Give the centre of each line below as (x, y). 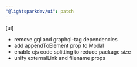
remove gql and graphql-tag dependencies (66, 39)
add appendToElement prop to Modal (59, 45)
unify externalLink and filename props (60, 58)
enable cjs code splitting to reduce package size (72, 52)
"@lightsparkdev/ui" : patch (40, 11)
